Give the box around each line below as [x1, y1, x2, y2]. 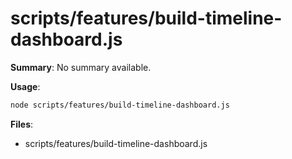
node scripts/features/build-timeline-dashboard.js [10, 100, 230, 110]
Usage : [10, 80, 41, 92]
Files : [10, 118, 34, 130]
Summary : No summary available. [10, 61, 152, 73]
